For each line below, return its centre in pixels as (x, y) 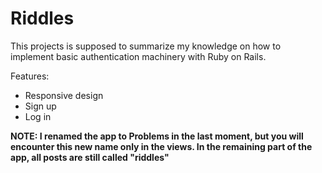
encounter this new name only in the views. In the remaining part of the (161, 146)
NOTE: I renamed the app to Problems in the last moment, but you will (157, 136)
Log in (38, 116)
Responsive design (64, 95)
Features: (30, 76)
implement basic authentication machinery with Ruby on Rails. (138, 56)
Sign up (40, 106)
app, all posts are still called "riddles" (90, 157)
